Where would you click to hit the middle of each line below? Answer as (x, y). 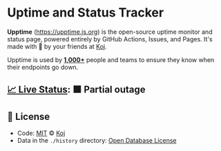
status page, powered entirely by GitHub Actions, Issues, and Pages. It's (110, 39)
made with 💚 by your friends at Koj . (57, 46)
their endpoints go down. (43, 67)
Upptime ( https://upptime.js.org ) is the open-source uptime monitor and (110, 32)
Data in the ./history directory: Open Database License (97, 141)
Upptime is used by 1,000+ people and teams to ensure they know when (111, 59)
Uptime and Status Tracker (86, 13)
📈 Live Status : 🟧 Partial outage (76, 90)
